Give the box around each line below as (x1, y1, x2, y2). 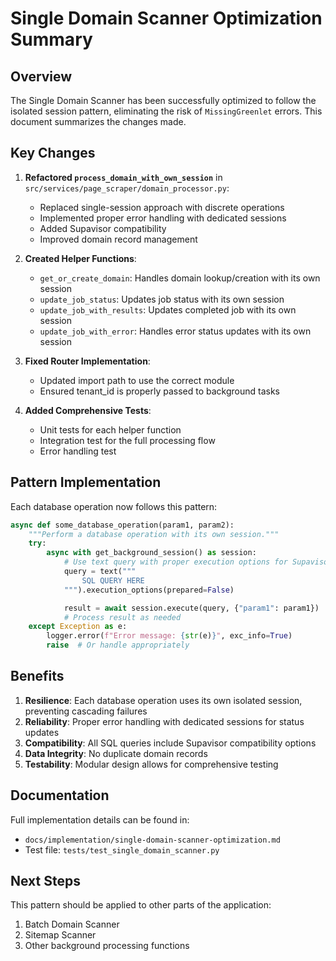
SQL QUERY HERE (81, 575, 145, 586)
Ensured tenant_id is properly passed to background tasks (39, 385, 281, 397)
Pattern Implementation (10, 474, 162, 491)
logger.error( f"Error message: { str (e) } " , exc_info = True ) (46, 631, 293, 641)
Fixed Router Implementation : (24, 355, 151, 367)
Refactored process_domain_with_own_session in (24, 171, 223, 183)
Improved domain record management (39, 233, 198, 245)
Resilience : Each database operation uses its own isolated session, (24, 694, 303, 706)
